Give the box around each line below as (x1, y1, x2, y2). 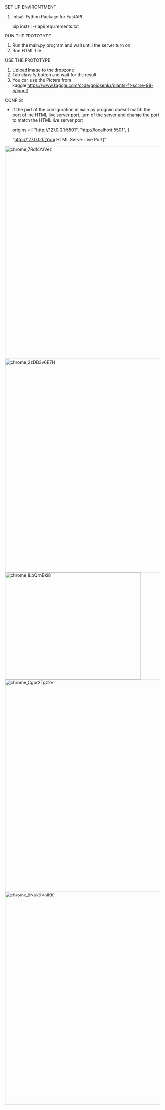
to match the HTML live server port (12, 117, 83, 123)
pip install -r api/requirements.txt (12, 23, 79, 29)
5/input (12, 88, 27, 93)
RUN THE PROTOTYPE (5, 33, 52, 38)
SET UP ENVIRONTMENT (5, 4, 56, 10)
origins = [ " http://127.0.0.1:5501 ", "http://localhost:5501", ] (12, 127, 129, 133)
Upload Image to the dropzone (12, 67, 75, 72)
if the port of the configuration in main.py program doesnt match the (12, 107, 151, 112)
